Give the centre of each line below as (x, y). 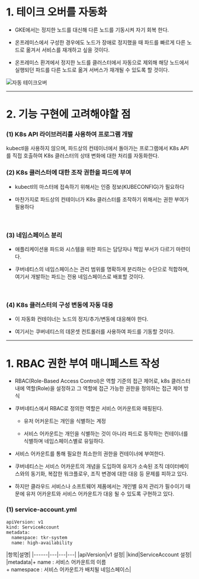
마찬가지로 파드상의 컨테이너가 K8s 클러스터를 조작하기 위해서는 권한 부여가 (102, 199)
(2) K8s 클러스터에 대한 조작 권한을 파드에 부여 (69, 173)
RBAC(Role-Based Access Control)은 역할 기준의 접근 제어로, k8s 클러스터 (102, 381)
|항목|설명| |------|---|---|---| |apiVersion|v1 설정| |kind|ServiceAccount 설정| (99, 554)
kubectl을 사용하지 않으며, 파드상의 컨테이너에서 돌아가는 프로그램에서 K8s (93, 148)
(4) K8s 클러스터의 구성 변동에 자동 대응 (60, 305)
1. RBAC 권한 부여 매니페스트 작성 (83, 363)
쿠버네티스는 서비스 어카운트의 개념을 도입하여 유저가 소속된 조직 (89, 466)
